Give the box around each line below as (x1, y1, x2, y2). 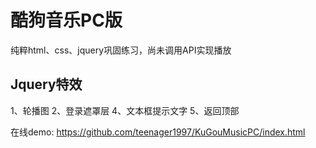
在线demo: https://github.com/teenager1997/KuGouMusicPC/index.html (10, 126, 306, 138)
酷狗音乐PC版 (10, 9, 123, 32)
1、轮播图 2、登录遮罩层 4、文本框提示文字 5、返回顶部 (10, 104, 240, 116)
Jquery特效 (10, 76, 83, 93)
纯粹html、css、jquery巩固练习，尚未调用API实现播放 (10, 44, 232, 56)
